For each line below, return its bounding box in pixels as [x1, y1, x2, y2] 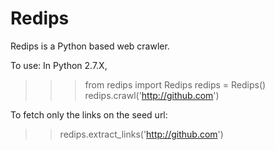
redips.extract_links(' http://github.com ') [59, 128, 224, 140]
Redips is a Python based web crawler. [10, 40, 170, 52]
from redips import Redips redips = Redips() [84, 78, 267, 91]
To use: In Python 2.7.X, [10, 59, 108, 71]
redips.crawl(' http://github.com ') [84, 89, 220, 101]
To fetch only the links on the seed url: [10, 108, 168, 121]
